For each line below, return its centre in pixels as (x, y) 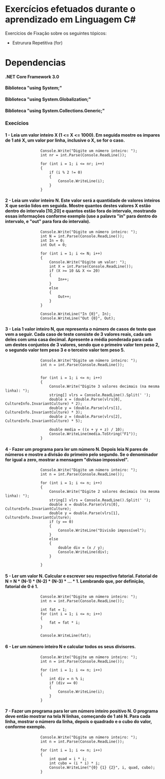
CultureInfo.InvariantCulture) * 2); (44, 404)
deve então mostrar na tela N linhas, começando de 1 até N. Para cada (78, 716)
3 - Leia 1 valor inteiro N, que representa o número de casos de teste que (81, 329)
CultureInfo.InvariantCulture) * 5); (44, 421)
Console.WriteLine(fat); (66, 636)
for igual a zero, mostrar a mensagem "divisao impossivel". (67, 459)
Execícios (17, 123)
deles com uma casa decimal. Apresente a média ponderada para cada (79, 339)
